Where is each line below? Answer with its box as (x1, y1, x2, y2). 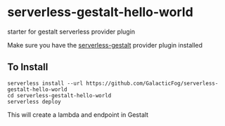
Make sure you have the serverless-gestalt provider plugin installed (7, 41, 202, 49)
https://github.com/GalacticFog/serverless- (85, 80, 219, 87)
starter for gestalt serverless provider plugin (7, 27, 136, 36)
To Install (7, 61, 49, 73)
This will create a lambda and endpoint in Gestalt (7, 110, 149, 119)
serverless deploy (7, 98, 61, 105)
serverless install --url (7, 80, 83, 87)
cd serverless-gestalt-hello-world (7, 92, 112, 99)
